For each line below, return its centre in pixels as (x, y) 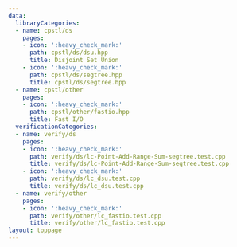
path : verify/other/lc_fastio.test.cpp (95, 216)
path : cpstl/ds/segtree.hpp (76, 75)
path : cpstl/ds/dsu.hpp (69, 53)
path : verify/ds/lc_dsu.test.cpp (85, 179)
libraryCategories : (48, 23)
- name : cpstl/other (49, 90)
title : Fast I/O (56, 120)
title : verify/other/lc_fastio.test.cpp (97, 223)
